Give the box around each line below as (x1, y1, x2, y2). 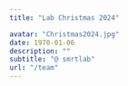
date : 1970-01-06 (9, 38, 75, 47)
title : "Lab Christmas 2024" (9, 13, 120, 23)
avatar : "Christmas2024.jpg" (9, 29, 120, 39)
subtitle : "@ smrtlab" (9, 55, 95, 64)
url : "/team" (9, 63, 59, 72)
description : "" (9, 46, 71, 55)
